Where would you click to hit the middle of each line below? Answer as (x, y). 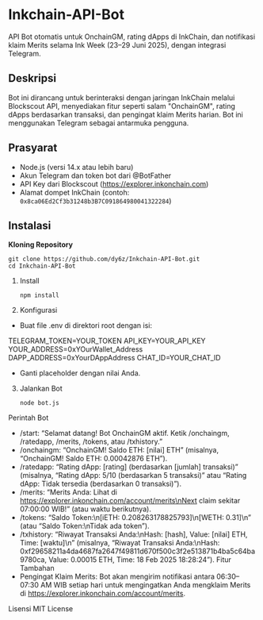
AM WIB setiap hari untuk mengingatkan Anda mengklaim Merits (146, 585)
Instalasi (30, 225)
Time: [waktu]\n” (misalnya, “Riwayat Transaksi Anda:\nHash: (120, 543)
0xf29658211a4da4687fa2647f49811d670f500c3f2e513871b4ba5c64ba (137, 551)
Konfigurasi (38, 310)
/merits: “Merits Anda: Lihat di (68, 492)
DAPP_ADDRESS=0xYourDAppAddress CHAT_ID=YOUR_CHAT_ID (114, 358)
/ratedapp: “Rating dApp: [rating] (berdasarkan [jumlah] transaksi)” (129, 467)
